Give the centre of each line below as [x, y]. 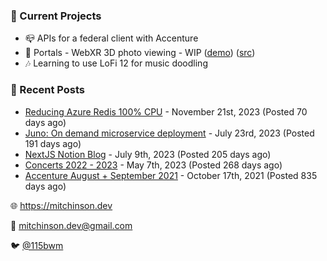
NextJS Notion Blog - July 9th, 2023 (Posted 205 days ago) [148, 154]
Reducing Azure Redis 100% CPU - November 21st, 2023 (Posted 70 [166, 111]
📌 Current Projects [56, 16]
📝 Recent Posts [48, 90]
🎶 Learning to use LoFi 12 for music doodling [116, 63]
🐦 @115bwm [37, 245]
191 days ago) [53, 143]
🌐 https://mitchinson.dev [61, 205]
